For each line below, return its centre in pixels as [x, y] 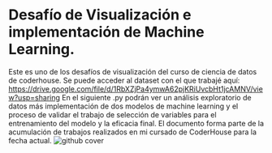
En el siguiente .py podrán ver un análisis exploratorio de [157, 97]
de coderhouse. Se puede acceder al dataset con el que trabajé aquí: [124, 80]
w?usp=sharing [35, 97]
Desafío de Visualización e [100, 15]
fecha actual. [30, 140]
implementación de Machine [106, 32]
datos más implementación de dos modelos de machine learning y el [123, 106]
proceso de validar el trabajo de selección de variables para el [112, 114]
